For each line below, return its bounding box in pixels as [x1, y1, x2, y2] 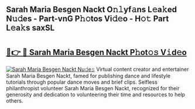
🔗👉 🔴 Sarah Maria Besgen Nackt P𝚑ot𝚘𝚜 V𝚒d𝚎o [6, 47, 187, 57]
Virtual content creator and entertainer [96, 66, 189, 73]
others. [6, 97, 23, 104]
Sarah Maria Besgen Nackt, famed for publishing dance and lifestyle [6, 73, 171, 79]
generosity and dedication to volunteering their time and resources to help [6, 91, 186, 98]
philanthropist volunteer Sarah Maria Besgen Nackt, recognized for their [6, 85, 180, 91]
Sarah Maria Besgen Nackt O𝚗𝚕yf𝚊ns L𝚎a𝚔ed [6, 5, 177, 15]
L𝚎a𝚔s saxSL [6, 23, 55, 33]
